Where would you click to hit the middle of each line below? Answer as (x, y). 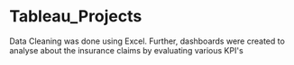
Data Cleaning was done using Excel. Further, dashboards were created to (147, 41)
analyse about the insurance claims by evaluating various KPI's (126, 50)
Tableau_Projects (76, 16)
